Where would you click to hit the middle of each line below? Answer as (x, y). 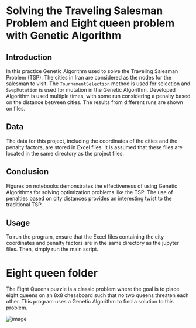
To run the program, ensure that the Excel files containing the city (85, 237)
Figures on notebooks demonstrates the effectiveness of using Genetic (92, 186)
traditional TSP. (25, 204)
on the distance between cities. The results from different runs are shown (94, 102)
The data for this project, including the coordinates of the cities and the (92, 141)
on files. (16, 108)
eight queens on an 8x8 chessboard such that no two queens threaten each (97, 295)
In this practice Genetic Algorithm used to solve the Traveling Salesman (92, 71)
